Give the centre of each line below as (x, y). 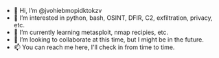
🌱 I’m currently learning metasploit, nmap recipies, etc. (91, 32)
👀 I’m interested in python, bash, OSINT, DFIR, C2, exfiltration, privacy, (113, 18)
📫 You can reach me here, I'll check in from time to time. (94, 47)
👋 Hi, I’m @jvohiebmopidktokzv (58, 11)
